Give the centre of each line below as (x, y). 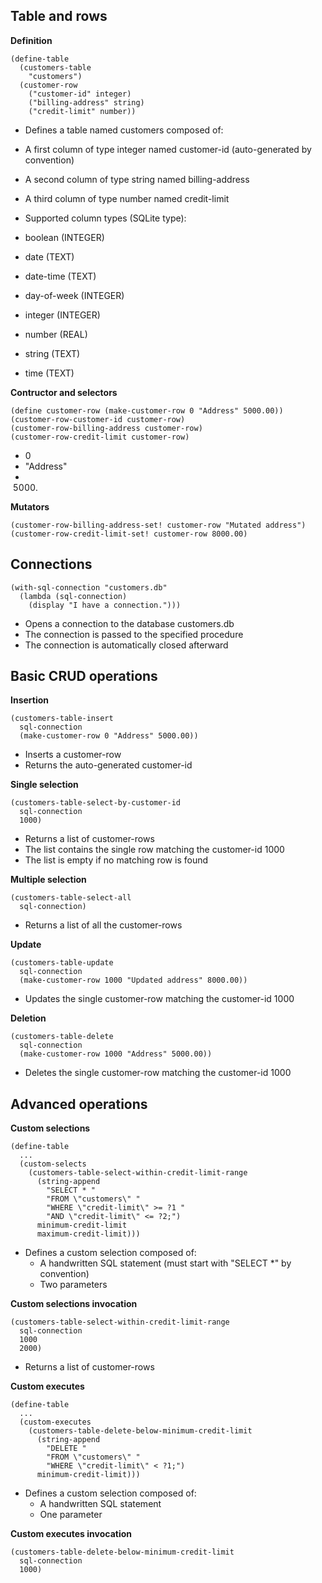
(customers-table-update (62, 963)
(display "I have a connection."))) (105, 605)
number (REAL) (56, 334)
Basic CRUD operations (84, 676)
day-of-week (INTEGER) (74, 295)
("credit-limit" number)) (82, 111)
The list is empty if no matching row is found (116, 860)
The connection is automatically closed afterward (126, 645)
